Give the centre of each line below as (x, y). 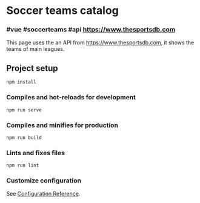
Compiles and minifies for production (62, 125)
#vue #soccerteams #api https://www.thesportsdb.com (91, 30)
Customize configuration (44, 181)
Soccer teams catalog (63, 11)
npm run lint (23, 165)
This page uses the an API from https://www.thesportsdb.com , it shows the (100, 42)
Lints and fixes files (36, 153)
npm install (21, 82)
